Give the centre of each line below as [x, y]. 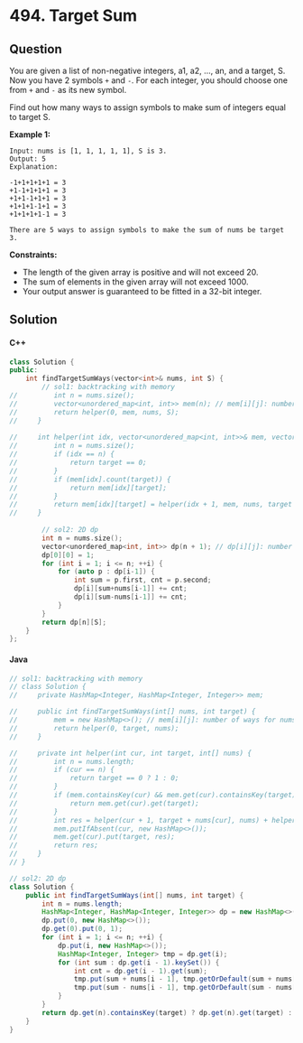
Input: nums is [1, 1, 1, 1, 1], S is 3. [88, 151]
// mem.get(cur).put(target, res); [92, 837]
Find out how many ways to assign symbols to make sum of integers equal [148, 107]
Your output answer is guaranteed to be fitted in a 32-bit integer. [142, 291]
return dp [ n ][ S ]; [74, 622]
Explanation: [34, 167]
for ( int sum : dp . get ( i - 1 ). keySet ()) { [138, 963]
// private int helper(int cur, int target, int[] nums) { [131, 753]
